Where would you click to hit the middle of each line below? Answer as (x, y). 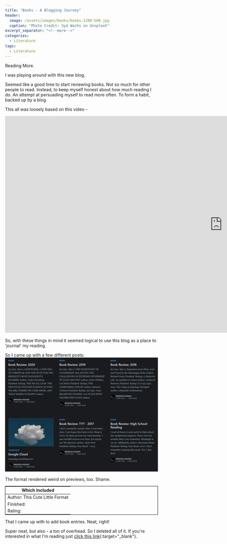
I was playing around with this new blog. (45, 75)
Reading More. (20, 65)
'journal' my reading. (26, 345)
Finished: (16, 504)
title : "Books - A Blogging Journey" (43, 10)
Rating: (15, 511)
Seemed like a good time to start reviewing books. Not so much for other (78, 84)
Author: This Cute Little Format (38, 497)
